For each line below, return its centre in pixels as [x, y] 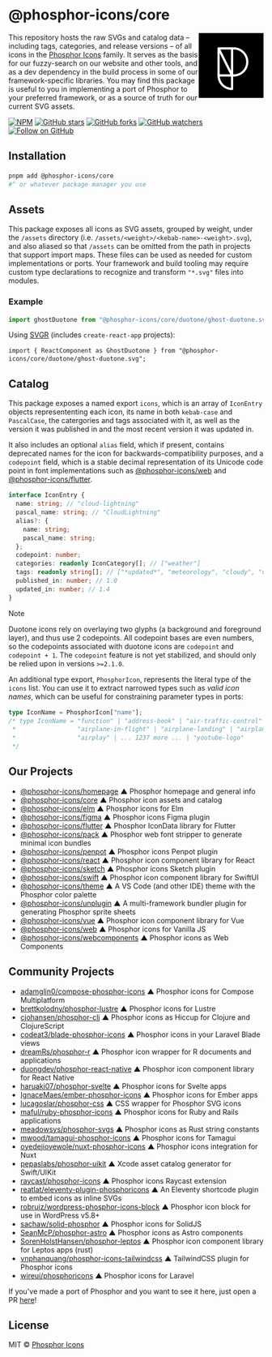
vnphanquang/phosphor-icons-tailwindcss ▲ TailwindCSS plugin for [134, 1258]
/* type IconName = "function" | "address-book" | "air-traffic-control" [136, 721]
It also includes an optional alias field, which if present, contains [117, 445]
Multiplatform [42, 1000]
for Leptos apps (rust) [57, 1249]
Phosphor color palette [58, 894]
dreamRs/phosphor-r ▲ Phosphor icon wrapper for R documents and [136, 1051]
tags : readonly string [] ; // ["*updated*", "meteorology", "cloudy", [135, 572]
